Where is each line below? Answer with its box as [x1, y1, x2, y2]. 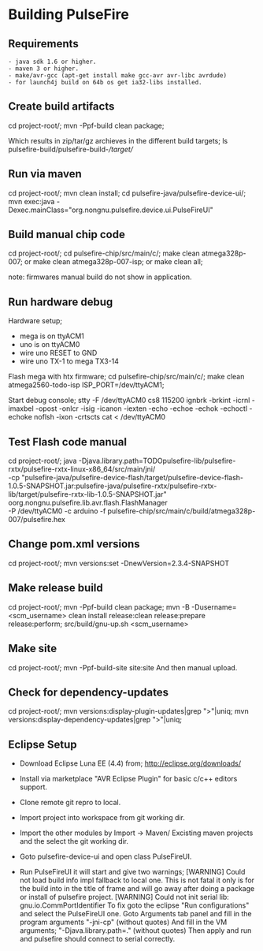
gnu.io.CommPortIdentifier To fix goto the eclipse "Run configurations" [19, 901, 250, 910]
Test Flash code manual [8, 435, 128, 449]
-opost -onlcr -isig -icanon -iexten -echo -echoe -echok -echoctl [35, 404, 248, 413]
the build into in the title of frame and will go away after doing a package [19, 884, 255, 893]
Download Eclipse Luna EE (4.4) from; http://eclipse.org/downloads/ [19, 759, 242, 768]
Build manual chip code [8, 228, 126, 241]
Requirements [8, 37, 79, 50]
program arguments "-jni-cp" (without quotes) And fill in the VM [19, 917, 228, 927]
